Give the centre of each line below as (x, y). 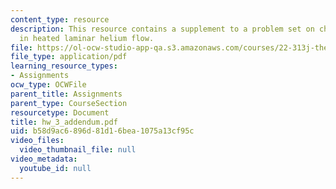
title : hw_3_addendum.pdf (64, 122)
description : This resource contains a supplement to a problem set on (162, 29)
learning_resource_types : (64, 66)
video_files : (37, 141)
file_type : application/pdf (69, 57)
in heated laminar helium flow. (87, 38)
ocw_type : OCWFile (48, 85)
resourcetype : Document (60, 112)
